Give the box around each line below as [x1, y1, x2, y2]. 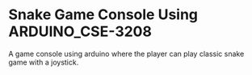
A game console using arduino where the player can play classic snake [8, 49, 245, 58]
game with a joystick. [8, 57, 79, 67]
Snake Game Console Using [8, 6, 199, 24]
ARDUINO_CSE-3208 [8, 22, 152, 41]
